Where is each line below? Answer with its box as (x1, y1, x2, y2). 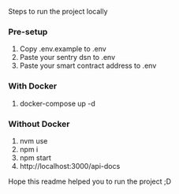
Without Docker (8, 118, 70, 129)
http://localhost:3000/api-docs (19, 161, 121, 170)
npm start (19, 153, 51, 162)
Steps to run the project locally (8, 7, 108, 16)
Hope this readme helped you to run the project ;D (8, 177, 172, 186)
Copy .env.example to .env (19, 44, 106, 54)
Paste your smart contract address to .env (19, 61, 157, 70)
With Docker (8, 80, 58, 91)
